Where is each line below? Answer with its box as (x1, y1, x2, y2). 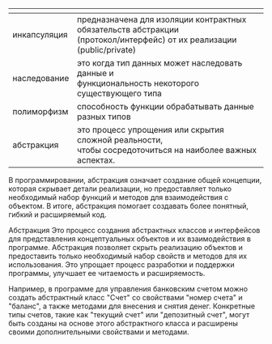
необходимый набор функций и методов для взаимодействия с (8, 193, 229, 202)
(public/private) (76, 45, 136, 55)
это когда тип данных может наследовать (76, 57, 243, 68)
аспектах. (76, 155, 116, 165)
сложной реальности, (76, 134, 164, 145)
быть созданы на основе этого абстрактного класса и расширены (8, 319, 239, 328)
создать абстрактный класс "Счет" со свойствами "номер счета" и (8, 293, 243, 302)
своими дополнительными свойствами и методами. (8, 327, 189, 337)
